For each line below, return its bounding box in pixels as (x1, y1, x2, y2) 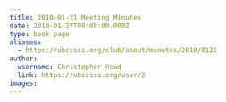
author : (9, 54, 38, 63)
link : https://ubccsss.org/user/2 (17, 71, 146, 80)
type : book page (9, 29, 70, 38)
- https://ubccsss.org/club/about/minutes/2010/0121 (17, 46, 218, 55)
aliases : (9, 37, 42, 47)
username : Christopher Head (17, 63, 122, 72)
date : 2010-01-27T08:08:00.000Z (9, 21, 130, 30)
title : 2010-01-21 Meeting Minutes (9, 12, 142, 22)
